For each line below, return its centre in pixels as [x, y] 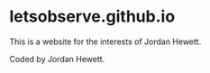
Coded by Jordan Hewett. [57, 59]
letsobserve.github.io [92, 17]
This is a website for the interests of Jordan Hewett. [105, 41]
